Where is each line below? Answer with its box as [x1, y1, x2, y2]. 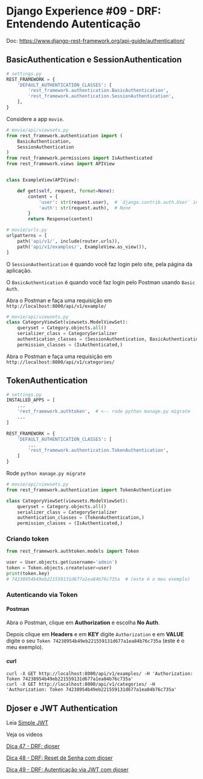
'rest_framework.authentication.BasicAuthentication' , [28, 88, 169, 94]
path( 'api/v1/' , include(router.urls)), [17, 238, 120, 244]
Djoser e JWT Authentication [6, 703, 118, 713]
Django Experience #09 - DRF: [6, 4, 161, 18]
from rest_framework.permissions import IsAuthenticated [6, 155, 153, 161]
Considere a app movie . [6, 115, 65, 122]
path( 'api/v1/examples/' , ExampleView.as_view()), [17, 244, 147, 250]
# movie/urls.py [6, 227, 47, 233]
